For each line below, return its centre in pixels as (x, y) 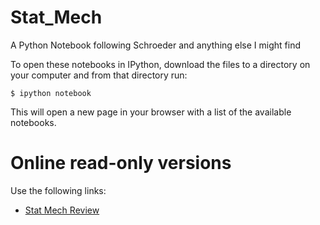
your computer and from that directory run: (99, 75)
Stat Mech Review (62, 210)
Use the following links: (58, 190)
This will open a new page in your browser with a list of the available (151, 112)
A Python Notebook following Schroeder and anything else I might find (156, 45)
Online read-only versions (121, 163)
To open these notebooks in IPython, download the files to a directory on (160, 64)
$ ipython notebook (51, 93)
